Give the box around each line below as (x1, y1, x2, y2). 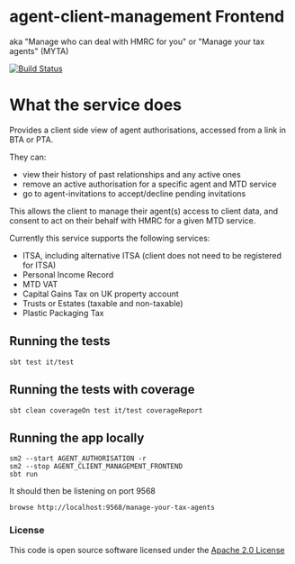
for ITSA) (22, 259, 57, 270)
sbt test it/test (9, 358, 75, 367)
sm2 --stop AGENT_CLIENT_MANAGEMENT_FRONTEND (9, 462, 183, 471)
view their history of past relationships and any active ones (22, 168, 241, 179)
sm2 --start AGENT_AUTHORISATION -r (9, 454, 147, 463)
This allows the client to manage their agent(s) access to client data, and (9, 205, 279, 216)
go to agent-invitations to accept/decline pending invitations (22, 187, 246, 199)
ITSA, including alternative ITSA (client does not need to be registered (22, 250, 282, 260)
